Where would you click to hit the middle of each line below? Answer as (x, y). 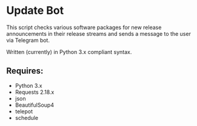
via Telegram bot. (28, 40)
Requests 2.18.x (35, 92)
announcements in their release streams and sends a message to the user (98, 33)
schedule (27, 118)
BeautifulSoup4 (35, 105)
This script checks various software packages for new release (84, 27)
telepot (24, 111)
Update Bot (35, 11)
